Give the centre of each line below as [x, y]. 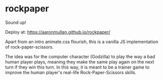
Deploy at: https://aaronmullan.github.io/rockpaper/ [58, 32]
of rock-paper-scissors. [29, 47]
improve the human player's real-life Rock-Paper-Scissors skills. [71, 72]
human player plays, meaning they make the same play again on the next [80, 62]
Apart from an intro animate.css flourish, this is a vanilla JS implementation [81, 41]
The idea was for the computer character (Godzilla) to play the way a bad [80, 56]
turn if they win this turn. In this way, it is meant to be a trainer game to [78, 67]
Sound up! [16, 22]
